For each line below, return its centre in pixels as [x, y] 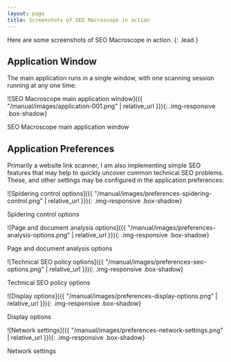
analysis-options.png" [39, 235]
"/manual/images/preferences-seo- [156, 262]
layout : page [26, 13]
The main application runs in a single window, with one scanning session [111, 78]
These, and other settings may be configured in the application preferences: [116, 180]
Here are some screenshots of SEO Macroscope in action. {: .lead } [103, 39]
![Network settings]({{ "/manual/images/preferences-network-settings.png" [115, 330]
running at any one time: [42, 85]
